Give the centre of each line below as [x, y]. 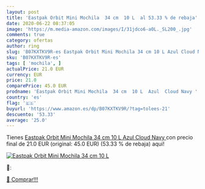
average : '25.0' [27, 120]
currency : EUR [24, 75]
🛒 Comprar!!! [22, 180]
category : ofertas [30, 40]
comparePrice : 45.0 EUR [37, 86]
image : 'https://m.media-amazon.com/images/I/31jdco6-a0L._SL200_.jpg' [99, 29]
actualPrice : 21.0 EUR [35, 69]
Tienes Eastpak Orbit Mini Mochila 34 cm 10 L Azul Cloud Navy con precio [100, 138]
